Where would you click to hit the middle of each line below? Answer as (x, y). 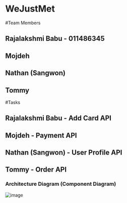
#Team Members (23, 23)
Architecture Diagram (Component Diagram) (61, 184)
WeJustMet (30, 9)
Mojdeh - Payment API (41, 135)
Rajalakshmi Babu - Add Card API (58, 118)
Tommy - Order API (36, 170)
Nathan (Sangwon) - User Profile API (64, 153)
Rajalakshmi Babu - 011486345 (55, 39)
